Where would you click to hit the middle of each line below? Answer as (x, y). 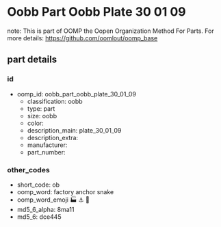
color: (36, 123)
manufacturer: (47, 145)
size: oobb (42, 116)
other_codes (28, 170)
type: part (41, 108)
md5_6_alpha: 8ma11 (45, 209)
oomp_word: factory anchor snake (65, 191)
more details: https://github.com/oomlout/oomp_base (82, 38)
